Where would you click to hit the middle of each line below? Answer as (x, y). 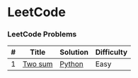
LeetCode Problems (42, 34)
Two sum (38, 64)
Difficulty (111, 52)
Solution (74, 52)
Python (71, 64)
